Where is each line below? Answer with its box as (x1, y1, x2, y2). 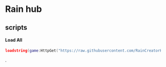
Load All (5, 37, 22, 43)
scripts (5, 23, 27, 32)
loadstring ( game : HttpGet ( (5, 48, 58, 53)
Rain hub (5, 3, 42, 15)
